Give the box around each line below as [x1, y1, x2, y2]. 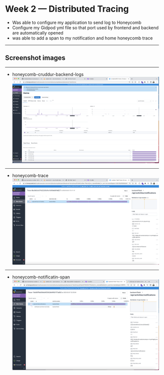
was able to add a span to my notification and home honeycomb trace [12, 35, 153, 41]
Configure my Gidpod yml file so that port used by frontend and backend [12, 24, 159, 30]
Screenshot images [5, 54, 66, 62]
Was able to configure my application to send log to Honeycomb [12, 20, 142, 25]
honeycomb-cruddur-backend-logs [12, 71, 84, 77]
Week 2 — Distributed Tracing [5, 3, 129, 15]
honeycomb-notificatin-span [12, 274, 70, 280]
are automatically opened [12, 30, 63, 36]
